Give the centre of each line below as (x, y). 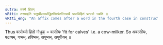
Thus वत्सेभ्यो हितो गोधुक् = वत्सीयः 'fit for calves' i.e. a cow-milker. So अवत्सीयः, (76, 32)
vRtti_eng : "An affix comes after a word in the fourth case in (71, 18)
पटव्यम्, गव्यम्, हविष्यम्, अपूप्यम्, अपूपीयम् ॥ (38, 37)
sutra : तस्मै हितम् (20, 9)
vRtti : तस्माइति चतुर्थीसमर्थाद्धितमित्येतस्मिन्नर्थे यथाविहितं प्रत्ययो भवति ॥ (57, 14)
